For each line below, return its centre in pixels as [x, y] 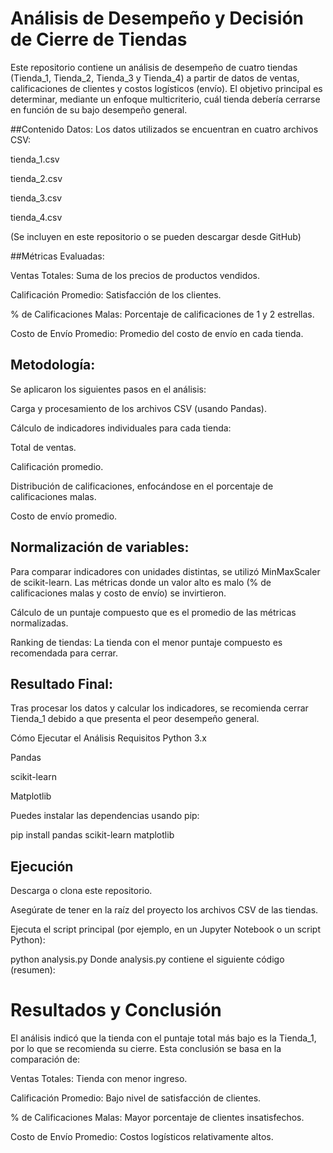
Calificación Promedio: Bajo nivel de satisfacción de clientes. [136, 1098]
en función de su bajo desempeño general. [99, 109]
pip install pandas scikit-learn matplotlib [92, 835]
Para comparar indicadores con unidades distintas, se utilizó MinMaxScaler [165, 571]
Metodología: [53, 365]
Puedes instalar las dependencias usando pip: [105, 816]
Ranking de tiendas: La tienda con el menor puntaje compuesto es [146, 642]
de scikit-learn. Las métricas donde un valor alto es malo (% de [141, 582]
